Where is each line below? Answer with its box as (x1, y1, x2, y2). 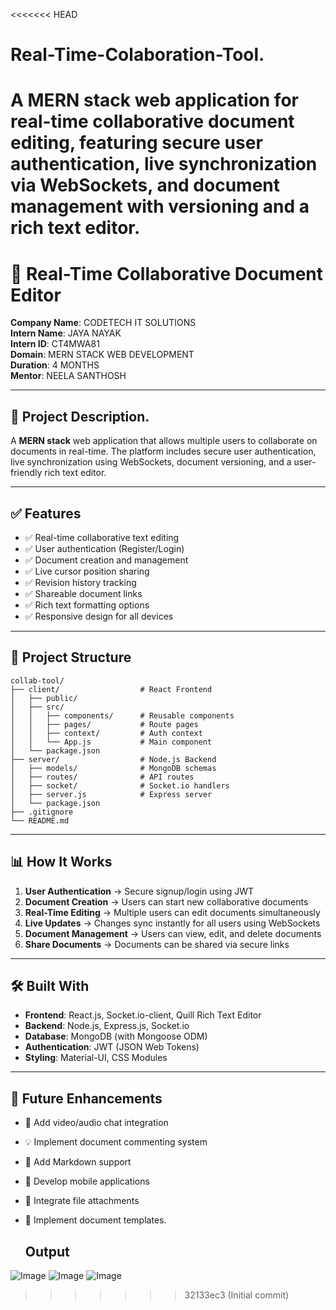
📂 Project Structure (10, 649, 132, 666)
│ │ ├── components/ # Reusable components (10, 710, 235, 721)
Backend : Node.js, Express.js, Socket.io (24, 1020, 190, 1032)
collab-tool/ (10, 675, 65, 686)
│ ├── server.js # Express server (10, 789, 213, 799)
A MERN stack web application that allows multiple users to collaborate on (10, 435, 318, 447)
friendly (10, 467, 43, 479)
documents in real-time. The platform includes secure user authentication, (10, 445, 317, 458)
